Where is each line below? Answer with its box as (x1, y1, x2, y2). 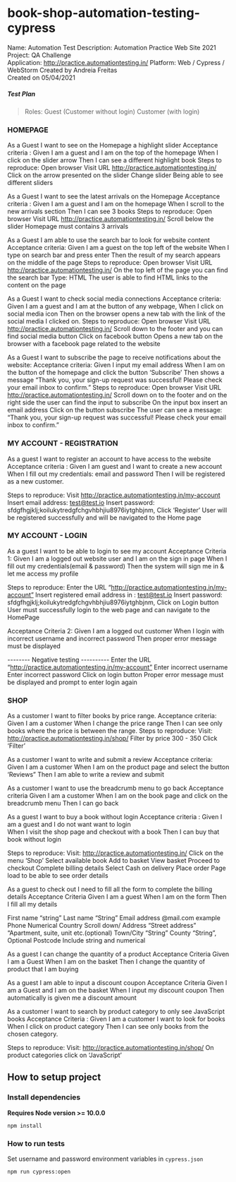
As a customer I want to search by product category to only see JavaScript (7, 1008, 225, 1016)
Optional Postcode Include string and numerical (7, 936, 146, 945)
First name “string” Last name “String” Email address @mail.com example (7, 914, 221, 922)
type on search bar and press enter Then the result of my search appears (7, 251, 221, 259)
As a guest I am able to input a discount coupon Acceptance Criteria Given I (7, 979, 228, 987)
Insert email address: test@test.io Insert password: (7, 498, 155, 506)
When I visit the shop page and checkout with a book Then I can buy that (7, 828, 220, 836)
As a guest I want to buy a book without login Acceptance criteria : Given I (7, 813, 223, 821)
